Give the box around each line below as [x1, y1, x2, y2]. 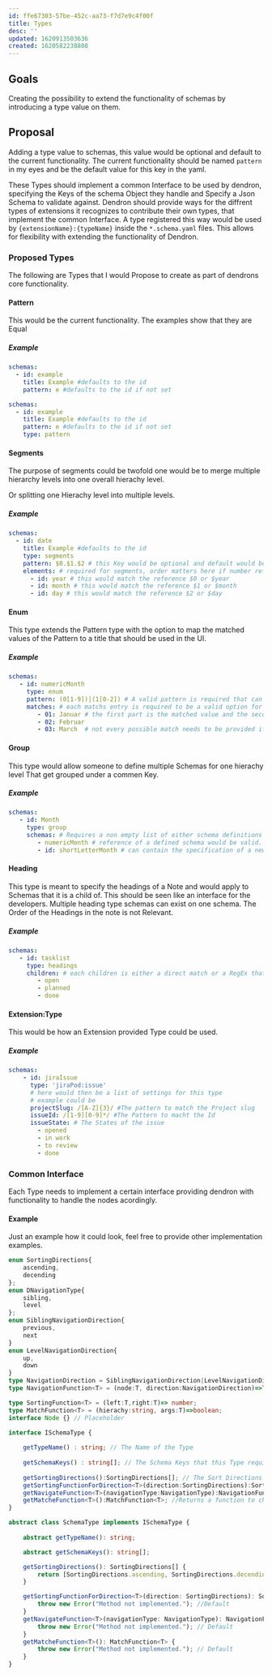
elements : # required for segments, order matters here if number [23, 567, 252, 575]
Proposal [8, 126, 55, 139]
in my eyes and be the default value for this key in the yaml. [8, 164, 207, 174]
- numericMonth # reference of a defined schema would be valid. [37, 838, 263, 847]
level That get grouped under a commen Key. [8, 769, 159, 779]
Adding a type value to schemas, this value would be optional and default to [8, 147, 261, 156]
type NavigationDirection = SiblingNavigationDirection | [8, 1377, 205, 1385]
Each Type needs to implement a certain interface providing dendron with [8, 1186, 254, 1196]
